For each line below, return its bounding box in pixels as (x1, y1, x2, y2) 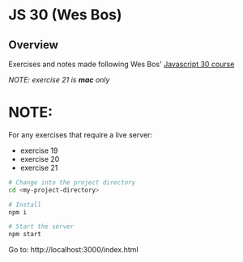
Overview (8, 38, 59, 52)
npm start (8, 230, 42, 239)
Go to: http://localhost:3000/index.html (8, 245, 139, 255)
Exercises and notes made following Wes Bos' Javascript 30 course (8, 59, 235, 69)
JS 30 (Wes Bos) (8, 6, 123, 24)
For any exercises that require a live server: (8, 129, 152, 139)
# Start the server (8, 222, 75, 231)
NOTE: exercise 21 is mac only (8, 75, 110, 84)
